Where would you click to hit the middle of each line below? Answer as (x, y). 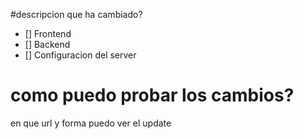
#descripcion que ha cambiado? (76, 14)
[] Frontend (48, 33)
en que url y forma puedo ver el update (91, 123)
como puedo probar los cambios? (152, 95)
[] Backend (47, 44)
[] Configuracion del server (80, 55)
